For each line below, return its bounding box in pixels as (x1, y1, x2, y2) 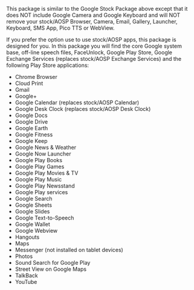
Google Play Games (15, 163, 65, 170)
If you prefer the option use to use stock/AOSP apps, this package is (6, 36, 176, 43)
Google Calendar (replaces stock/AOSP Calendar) (15, 99, 140, 106)
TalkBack (15, 272, 38, 279)
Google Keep (15, 137, 48, 144)
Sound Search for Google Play (15, 259, 91, 266)
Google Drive (15, 118, 48, 125)
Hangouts (15, 233, 40, 241)
